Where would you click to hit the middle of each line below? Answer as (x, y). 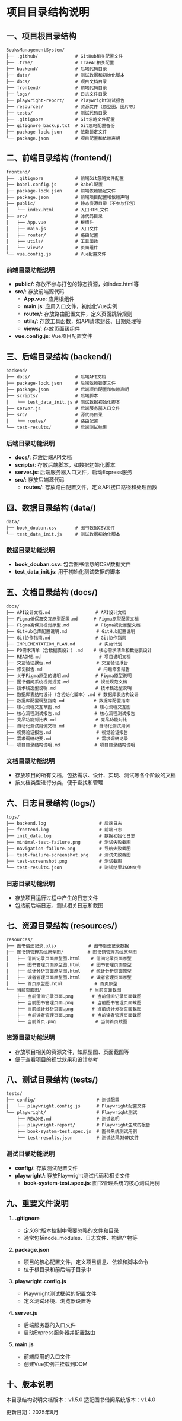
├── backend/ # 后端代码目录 (57, 69)
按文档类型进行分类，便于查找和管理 (59, 783)
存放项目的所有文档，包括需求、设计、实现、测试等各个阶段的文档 (95, 775)
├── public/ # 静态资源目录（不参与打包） (72, 203)
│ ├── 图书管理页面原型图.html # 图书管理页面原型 (69, 965)
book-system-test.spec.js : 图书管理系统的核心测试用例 (92, 1183)
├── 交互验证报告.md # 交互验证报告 (67, 663)
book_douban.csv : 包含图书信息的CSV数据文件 (73, 564)
